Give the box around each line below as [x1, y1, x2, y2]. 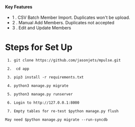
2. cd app [7, 66, 29, 71]
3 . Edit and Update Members [12, 25, 72, 31]
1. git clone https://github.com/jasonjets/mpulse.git [7, 58, 121, 63]
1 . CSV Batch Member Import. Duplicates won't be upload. [12, 15, 131, 20]
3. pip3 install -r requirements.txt [7, 75, 84, 80]
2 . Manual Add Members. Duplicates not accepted [12, 20, 115, 26]
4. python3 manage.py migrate [7, 83, 69, 88]
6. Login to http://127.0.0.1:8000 [7, 100, 79, 105]
